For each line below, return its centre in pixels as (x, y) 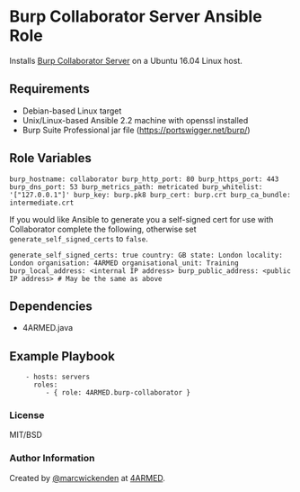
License (27, 415)
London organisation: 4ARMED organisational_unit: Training (124, 263)
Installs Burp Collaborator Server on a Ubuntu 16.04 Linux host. (126, 60)
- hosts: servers (58, 377)
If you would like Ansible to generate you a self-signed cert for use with (141, 219)
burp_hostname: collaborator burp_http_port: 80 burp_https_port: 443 (144, 179)
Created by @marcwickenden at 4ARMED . (88, 478)
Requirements (49, 89)
